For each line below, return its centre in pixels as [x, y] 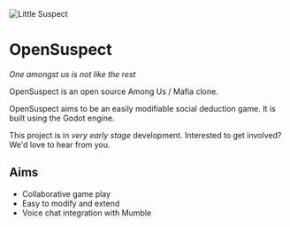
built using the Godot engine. [62, 118]
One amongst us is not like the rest [72, 74]
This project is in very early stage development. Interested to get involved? [145, 135]
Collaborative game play [66, 193]
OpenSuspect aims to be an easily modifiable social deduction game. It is [142, 108]
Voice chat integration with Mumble [87, 213]
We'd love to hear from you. [60, 145]
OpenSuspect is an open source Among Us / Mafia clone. [114, 91]
